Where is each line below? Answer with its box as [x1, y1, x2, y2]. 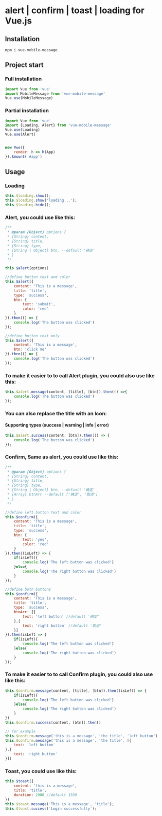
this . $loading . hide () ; [5, 203, 51, 208]
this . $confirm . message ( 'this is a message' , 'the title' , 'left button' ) [5, 733, 158, 738]
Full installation [5, 76, 42, 83]
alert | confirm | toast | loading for [5, 5, 144, 16]
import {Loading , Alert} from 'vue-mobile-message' [5, 123, 112, 128]
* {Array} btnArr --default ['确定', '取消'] [7, 492, 98, 497]
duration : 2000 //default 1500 [14, 792, 77, 797]
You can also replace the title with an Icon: [5, 410, 107, 417]
